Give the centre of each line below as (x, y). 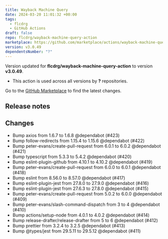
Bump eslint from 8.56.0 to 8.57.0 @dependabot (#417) (69, 177)
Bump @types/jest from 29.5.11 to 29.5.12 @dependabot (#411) (76, 231)
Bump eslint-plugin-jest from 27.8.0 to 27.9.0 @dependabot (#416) (80, 183)
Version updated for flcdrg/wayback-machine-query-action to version (79, 66)
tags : (11, 19)
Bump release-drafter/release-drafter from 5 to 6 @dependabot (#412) (85, 220)
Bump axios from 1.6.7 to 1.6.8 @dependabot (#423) (66, 135)
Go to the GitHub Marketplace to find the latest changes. (63, 90)
